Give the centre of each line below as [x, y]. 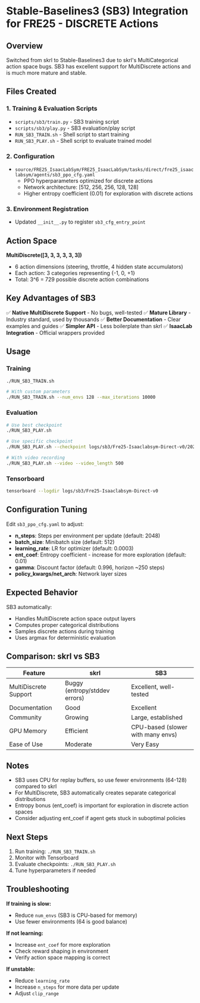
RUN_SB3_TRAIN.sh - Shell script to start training [72, 134]
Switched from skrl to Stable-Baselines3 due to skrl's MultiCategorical [92, 60]
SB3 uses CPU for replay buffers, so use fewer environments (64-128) [101, 780]
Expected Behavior [42, 593]
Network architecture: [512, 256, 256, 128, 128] [81, 187]
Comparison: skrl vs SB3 [53, 656]
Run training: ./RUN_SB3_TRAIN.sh [55, 851]
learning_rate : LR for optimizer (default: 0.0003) [74, 548]
